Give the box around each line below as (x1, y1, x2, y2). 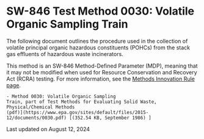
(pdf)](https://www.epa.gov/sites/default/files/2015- (6, 109, 149, 115)
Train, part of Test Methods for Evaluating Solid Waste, (6, 99, 157, 105)
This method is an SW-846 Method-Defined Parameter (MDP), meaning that (6, 62, 198, 69)
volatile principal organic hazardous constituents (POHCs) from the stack (6, 44, 191, 51)
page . (6, 81, 21, 89)
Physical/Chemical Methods (6, 104, 75, 110)
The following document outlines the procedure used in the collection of (6, 37, 188, 45)
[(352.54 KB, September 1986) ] (69, 115, 151, 121)
